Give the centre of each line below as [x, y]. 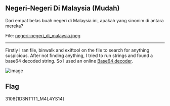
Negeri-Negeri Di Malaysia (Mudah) [62, 8]
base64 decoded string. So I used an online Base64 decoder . [69, 61]
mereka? [14, 26]
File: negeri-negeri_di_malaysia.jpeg [43, 35]
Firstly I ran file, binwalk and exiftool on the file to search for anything [77, 50]
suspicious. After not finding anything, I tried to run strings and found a [79, 56]
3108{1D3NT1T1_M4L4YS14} [35, 98]
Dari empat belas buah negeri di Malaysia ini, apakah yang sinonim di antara [84, 20]
